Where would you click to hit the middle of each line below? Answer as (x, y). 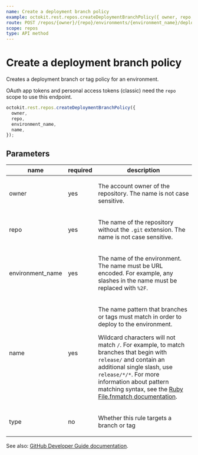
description (143, 170)
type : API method (27, 34)
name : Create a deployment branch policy (58, 12)
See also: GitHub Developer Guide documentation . (67, 446)
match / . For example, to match (141, 345)
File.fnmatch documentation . (138, 396)
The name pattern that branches (143, 310)
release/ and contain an (131, 360)
